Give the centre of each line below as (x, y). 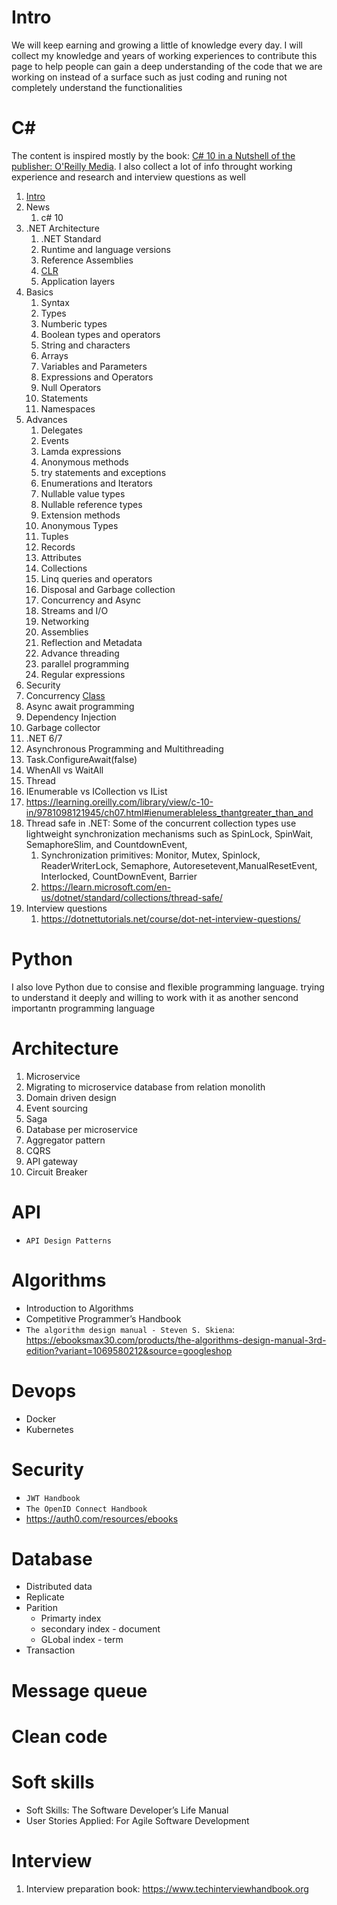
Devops (44, 1390)
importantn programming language (83, 1008)
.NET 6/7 (44, 738)
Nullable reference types (91, 504)
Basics (39, 292)
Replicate (45, 1597)
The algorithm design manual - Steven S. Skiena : (130, 1329)
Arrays (54, 355)
